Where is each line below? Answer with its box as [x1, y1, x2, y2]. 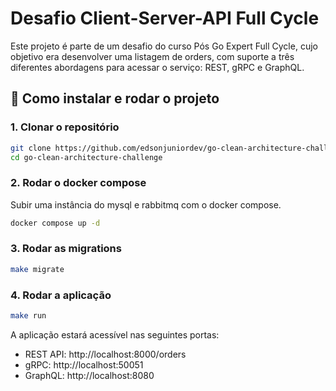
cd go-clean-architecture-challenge [10, 152, 163, 162]
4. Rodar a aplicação [10, 288, 112, 302]
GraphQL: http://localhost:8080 [24, 369, 155, 381]
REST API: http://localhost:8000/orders [24, 348, 187, 360]
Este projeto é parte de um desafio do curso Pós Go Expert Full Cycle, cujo [10, 40, 318, 52]
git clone [10, 143, 52, 153]
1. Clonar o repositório [10, 120, 120, 134]
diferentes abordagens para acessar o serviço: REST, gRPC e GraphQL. [10, 61, 305, 73]
